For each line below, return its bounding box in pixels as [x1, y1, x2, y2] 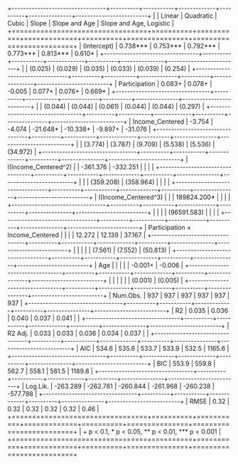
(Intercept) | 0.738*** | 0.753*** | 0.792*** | [82, 42, 220, 50]
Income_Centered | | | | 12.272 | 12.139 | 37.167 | [7, 231, 146, 239]
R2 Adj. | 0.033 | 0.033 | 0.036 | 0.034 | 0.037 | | [7, 329, 149, 337]
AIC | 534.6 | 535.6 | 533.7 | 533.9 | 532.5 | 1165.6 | [80, 344, 229, 352]
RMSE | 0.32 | [189, 397, 229, 406]
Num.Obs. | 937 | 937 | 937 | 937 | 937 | [112, 291, 229, 300]
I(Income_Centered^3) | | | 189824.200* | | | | [98, 193, 231, 201]
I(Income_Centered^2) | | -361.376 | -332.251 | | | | [7, 163, 154, 171]
